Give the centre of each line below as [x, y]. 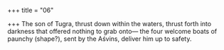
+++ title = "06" [31, 10]
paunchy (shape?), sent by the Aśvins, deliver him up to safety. [100, 39]
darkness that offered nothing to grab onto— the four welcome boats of [112, 31]
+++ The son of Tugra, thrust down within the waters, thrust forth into [110, 24]
